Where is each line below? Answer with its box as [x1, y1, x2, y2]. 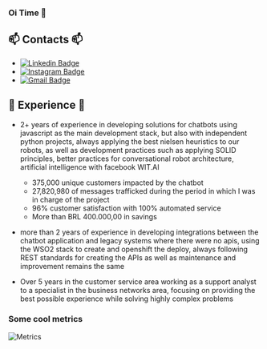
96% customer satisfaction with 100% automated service [31, 203, 222, 213]
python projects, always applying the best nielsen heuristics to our [19, 136, 240, 146]
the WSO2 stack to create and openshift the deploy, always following [19, 244, 249, 254]
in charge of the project [31, 195, 110, 204]
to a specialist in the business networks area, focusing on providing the [19, 285, 256, 295]
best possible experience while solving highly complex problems [19, 294, 234, 303]
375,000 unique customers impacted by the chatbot [31, 178, 204, 187]
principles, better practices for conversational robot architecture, [19, 154, 234, 163]
